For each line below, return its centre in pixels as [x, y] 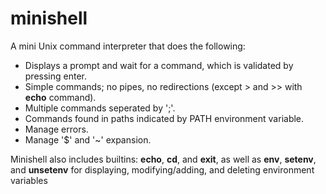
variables [29, 180]
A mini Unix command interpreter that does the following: [128, 46]
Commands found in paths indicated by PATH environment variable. [164, 118]
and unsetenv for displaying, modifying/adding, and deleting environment [162, 169]
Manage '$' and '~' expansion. [88, 139]
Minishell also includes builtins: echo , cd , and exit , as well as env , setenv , [163, 159]
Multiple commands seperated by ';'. [100, 108]
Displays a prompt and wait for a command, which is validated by [159, 65]
